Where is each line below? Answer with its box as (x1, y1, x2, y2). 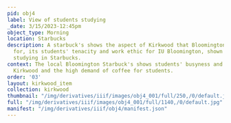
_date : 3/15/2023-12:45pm (7, 23, 81, 29)
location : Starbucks (7, 36, 67, 42)
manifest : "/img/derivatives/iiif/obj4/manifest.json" (7, 105, 168, 112)
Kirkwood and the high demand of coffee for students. (13, 67, 174, 74)
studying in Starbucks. (13, 55, 81, 61)
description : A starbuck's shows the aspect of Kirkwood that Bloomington (7, 42, 226, 49)
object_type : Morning (7, 29, 69, 36)
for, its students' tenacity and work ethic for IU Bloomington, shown (13, 49, 223, 55)
